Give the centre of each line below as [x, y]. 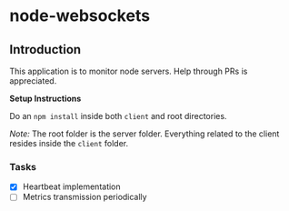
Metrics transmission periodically [85, 197]
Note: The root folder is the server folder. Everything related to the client [144, 134]
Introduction [45, 50]
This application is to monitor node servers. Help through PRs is [129, 71]
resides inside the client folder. [69, 143]
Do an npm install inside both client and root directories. [118, 116]
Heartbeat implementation [71, 186]
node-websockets [80, 16]
